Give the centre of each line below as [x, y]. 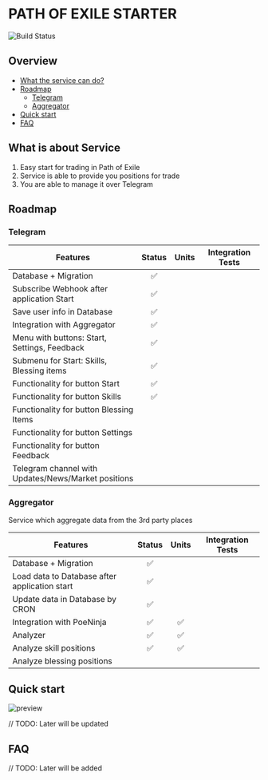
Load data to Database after [65, 576]
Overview [33, 61]
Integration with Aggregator [64, 325]
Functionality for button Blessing [73, 410]
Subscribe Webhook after [60, 289]
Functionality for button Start [66, 384]
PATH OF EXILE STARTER [93, 14]
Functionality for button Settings [73, 433]
